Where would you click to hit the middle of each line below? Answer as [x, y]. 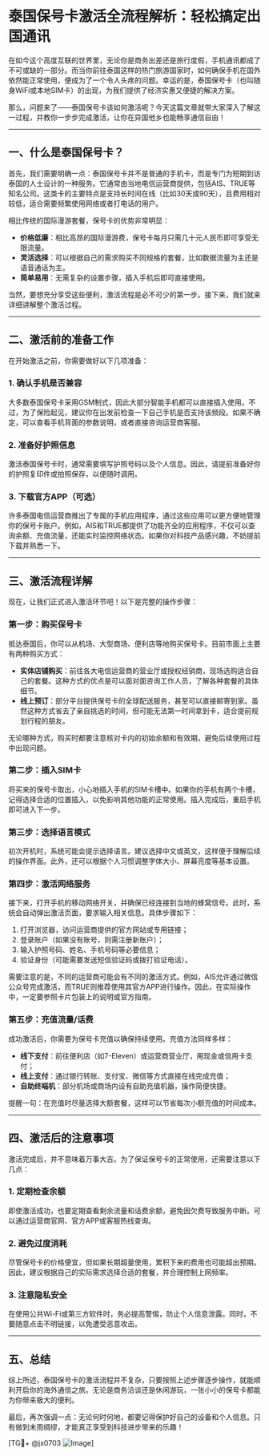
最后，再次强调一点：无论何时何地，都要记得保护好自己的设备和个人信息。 [131, 1417]
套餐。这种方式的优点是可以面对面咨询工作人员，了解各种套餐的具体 [146, 680]
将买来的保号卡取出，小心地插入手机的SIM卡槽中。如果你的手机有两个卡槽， [134, 789]
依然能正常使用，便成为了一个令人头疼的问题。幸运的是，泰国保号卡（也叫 [131, 80]
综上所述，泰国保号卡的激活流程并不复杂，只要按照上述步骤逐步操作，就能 [131, 1380]
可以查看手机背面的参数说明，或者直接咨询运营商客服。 [113, 422]
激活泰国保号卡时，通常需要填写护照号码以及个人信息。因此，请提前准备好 [131, 464]
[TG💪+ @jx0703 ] [51, 1443]
